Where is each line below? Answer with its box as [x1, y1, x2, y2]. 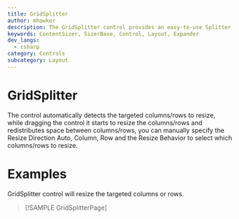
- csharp [14, 43, 40, 50]
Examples [7, 166, 67, 182]
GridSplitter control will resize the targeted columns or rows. [7, 189, 184, 198]
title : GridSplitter [7, 10, 69, 18]
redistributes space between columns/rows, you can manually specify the [7, 126, 225, 134]
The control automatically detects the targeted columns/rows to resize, [7, 111, 216, 119]
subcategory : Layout [7, 57, 69, 64]
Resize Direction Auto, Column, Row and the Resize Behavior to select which [7, 133, 233, 142]
